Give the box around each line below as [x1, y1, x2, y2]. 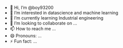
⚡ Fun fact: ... [9, 38, 37, 44]
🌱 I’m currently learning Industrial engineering [9, 15, 104, 21]
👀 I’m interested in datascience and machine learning [9, 10, 119, 16]
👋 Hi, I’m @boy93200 [9, 5, 54, 10]
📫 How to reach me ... [9, 26, 56, 31]
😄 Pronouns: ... [9, 33, 42, 39]
